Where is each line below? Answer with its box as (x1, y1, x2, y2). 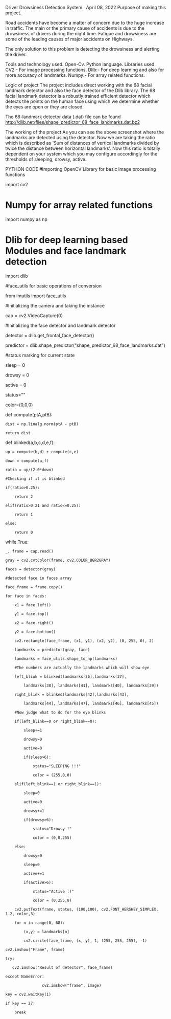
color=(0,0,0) (5, 402, 33, 408)
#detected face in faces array (5, 575, 72, 581)
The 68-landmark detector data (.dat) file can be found (5, 114, 121, 120)
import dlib (5, 273, 28, 279)
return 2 (14, 494, 33, 499)
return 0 (14, 529, 33, 535)
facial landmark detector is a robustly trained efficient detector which (5, 93, 151, 99)
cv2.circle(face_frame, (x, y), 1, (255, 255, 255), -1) (23, 938, 147, 943)
